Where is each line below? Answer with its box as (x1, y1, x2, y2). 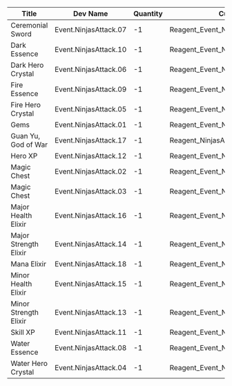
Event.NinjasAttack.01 (54, 120, 127, 129)
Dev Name (73, 9, 108, 18)
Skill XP (10, 328, 36, 337)
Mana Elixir (10, 259, 47, 268)
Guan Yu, (10, 131, 41, 140)
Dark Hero (10, 60, 44, 70)
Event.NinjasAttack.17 (54, 136, 127, 145)
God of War (10, 140, 48, 149)
